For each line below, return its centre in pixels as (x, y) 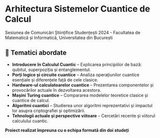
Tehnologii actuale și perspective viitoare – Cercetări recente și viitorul (84, 116)
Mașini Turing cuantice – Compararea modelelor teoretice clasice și (80, 95)
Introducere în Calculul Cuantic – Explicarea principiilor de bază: (77, 64)
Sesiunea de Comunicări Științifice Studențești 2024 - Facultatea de (73, 32)
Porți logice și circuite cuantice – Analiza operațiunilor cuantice (76, 75)
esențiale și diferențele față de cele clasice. (55, 80)
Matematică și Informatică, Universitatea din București (59, 38)
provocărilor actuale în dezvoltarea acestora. (57, 90)
